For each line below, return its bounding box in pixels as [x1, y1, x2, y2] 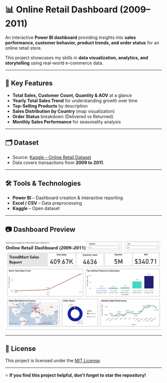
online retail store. [5, 45, 42, 51]
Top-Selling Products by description [12, 103, 88, 109]
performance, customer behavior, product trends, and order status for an [5, 39, 160, 45]
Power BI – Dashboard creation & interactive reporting [12, 195, 123, 201]
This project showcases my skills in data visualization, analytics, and [5, 54, 148, 60]
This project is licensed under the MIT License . [5, 357, 101, 364]
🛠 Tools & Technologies [5, 179, 81, 187]
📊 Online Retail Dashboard [5, 4, 118, 15]
